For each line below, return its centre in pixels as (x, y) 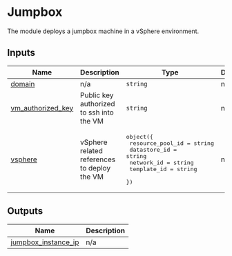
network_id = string (162, 163)
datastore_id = (153, 149)
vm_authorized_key (42, 108)
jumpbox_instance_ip (45, 242)
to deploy (96, 168)
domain (23, 83)
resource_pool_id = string (172, 143)
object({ (140, 136)
